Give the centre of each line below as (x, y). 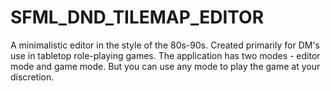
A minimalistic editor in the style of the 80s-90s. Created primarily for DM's (165, 45)
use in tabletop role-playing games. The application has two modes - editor (165, 55)
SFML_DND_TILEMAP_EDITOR (137, 17)
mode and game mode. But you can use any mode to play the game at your (165, 66)
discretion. (32, 77)
